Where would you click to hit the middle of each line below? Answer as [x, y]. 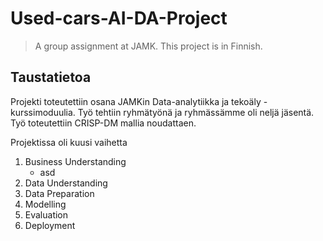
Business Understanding [75, 161]
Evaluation [46, 214]
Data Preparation [59, 193]
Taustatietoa [51, 77]
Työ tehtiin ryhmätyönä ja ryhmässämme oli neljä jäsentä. [196, 112]
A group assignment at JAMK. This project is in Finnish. [148, 46]
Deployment [50, 225]
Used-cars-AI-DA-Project [119, 18]
